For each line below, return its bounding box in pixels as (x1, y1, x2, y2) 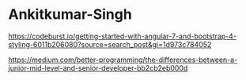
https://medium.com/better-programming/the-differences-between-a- (8, 55, 238, 64)
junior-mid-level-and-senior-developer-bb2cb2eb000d (8, 63, 188, 72)
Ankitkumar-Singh (8, 5, 132, 24)
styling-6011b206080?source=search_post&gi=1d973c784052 (8, 39, 212, 49)
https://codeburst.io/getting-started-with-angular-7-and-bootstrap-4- (8, 31, 237, 41)
